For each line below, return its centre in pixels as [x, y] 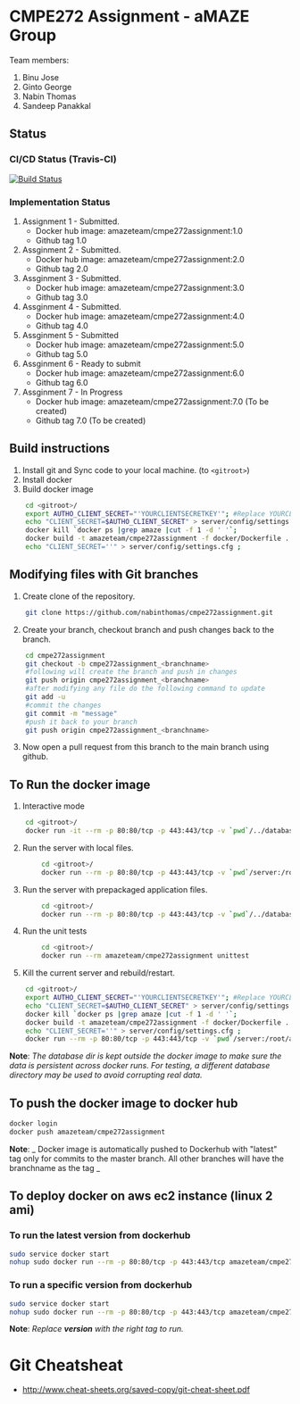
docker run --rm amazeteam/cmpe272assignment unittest [146, 956]
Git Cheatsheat [66, 1365]
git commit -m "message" [71, 713]
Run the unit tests [54, 931]
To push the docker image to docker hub [124, 1103]
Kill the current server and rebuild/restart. [99, 973]
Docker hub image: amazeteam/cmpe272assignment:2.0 [140, 259]
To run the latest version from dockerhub [100, 1235]
